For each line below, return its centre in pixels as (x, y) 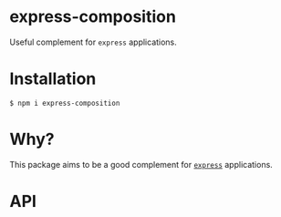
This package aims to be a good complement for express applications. (141, 164)
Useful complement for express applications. (94, 42)
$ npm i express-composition (65, 103)
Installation (53, 79)
